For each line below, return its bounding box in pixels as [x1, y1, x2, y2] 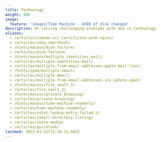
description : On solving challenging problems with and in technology [5, 26, 156, 31]
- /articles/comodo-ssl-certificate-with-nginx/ [10, 36, 114, 41]
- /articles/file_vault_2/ [10, 87, 66, 92]
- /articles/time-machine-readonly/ [10, 106, 87, 111]
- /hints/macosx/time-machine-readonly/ [10, 101, 96, 106]
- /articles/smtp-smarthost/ [10, 40, 71, 45]
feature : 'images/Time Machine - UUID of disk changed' [10, 21, 129, 27]
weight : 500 [5, 12, 30, 17]
